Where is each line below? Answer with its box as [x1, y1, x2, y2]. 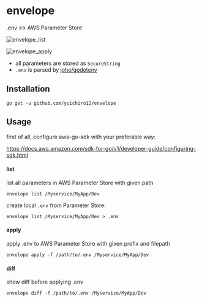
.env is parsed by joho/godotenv [15, 66, 98, 74]
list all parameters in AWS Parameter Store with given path [6, 179, 154, 186]
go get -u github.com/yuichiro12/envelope [6, 100, 116, 106]
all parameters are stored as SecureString [15, 59, 121, 67]
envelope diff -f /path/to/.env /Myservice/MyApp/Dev [6, 290, 147, 296]
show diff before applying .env [6, 278, 84, 285]
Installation [6, 84, 50, 94]
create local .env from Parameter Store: [6, 202, 106, 209]
